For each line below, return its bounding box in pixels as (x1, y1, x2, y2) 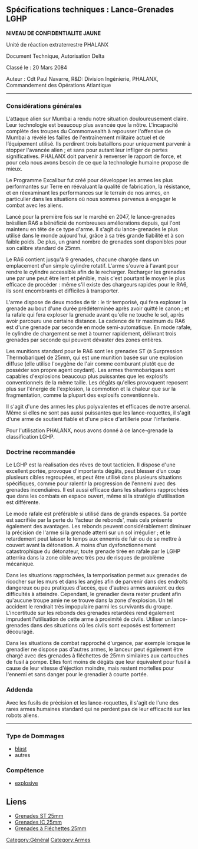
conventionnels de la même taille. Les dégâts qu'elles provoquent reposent (6, 379, 189, 386)
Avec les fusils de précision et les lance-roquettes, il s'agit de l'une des (6, 699, 179, 706)
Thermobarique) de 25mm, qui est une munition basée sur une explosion (6, 354, 183, 361)
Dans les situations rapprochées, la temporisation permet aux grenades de (6, 572, 187, 579)
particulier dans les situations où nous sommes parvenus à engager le (6, 196, 177, 203)
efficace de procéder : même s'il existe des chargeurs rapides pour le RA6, (6, 281, 188, 288)
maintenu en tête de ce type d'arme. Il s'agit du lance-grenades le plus (6, 226, 179, 233)
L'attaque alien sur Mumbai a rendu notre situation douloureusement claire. (6, 115, 189, 123)
